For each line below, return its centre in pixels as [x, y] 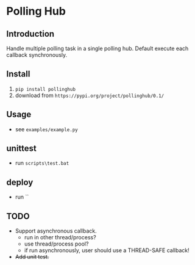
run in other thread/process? [60, 238]
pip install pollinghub [45, 89]
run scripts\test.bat [42, 163]
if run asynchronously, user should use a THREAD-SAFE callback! [107, 250]
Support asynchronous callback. [56, 231]
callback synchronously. [37, 55]
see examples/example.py [46, 129]
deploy [20, 182]
